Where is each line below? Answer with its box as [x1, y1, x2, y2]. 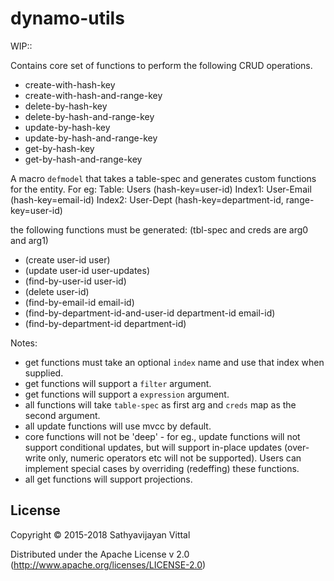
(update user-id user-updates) [24, 264, 150, 276]
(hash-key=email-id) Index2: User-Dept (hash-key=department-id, [10, 193, 284, 206]
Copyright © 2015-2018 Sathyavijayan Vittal [10, 528, 191, 541]
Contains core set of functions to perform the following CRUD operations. [10, 59, 313, 71]
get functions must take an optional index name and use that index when [24, 356, 325, 368]
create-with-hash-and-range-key [24, 89, 163, 101]
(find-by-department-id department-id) [24, 317, 187, 329]
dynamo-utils [10, 7, 125, 30]
